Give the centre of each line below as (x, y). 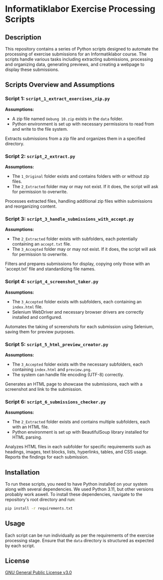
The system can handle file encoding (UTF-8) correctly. (68, 374)
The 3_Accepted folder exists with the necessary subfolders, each (78, 364)
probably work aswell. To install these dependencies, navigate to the (74, 494)
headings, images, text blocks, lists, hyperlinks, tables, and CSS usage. (76, 452)
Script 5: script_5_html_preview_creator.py (57, 344)
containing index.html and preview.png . (52, 369)
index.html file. (27, 307)
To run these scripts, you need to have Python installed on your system (76, 484)
